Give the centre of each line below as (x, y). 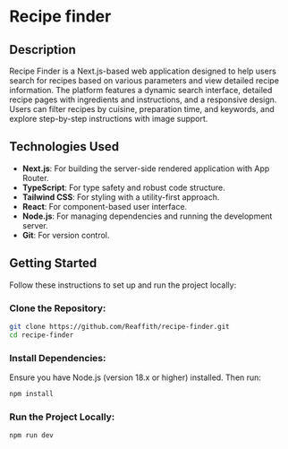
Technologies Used (64, 147)
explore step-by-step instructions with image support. (109, 119)
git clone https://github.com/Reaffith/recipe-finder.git (119, 326)
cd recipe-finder (42, 335)
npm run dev (31, 436)
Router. (35, 177)
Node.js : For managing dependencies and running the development (147, 216)
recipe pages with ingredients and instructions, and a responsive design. (143, 99)
